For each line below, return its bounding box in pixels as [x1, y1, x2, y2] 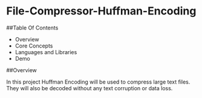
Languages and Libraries [15, 48, 77, 55]
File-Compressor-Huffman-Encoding [6, 4, 197, 18]
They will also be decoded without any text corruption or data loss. [6, 84, 173, 91]
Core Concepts [15, 42, 53, 49]
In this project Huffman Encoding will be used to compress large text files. [6, 78, 191, 85]
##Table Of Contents [6, 24, 59, 31]
